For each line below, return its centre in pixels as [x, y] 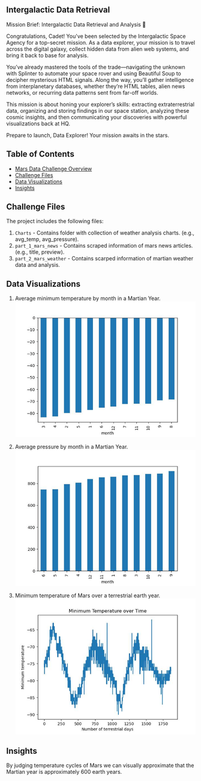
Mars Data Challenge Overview [53, 169]
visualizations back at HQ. [38, 124]
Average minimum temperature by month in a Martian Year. [88, 298]
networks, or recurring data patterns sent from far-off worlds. [82, 92]
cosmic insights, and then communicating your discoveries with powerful [97, 117]
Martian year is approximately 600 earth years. [64, 772]
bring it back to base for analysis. [47, 55]
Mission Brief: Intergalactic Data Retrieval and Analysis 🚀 [76, 24]
